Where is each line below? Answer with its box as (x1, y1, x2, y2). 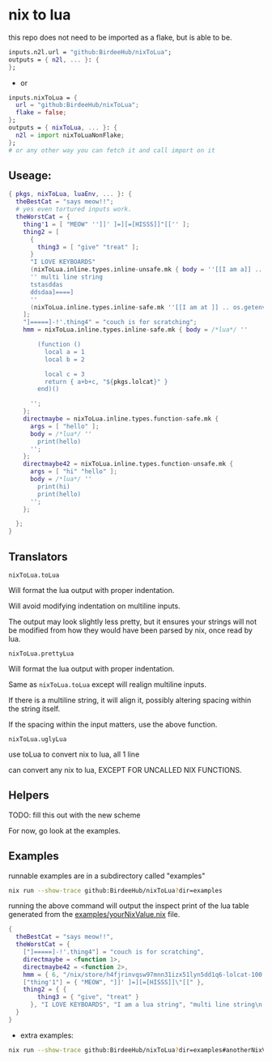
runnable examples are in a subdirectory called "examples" (8, 871, 206, 881)
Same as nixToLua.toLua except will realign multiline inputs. (8, 679, 206, 689)
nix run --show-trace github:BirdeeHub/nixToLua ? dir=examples (8, 886, 223, 894)
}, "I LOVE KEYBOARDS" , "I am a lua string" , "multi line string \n (29, 1000, 263, 1009)
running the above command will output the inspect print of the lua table (8, 901, 249, 911)
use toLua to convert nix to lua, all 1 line (8, 749, 140, 759)
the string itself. (8, 703, 61, 714)
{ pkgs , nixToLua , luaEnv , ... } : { (8, 190, 132, 198)
